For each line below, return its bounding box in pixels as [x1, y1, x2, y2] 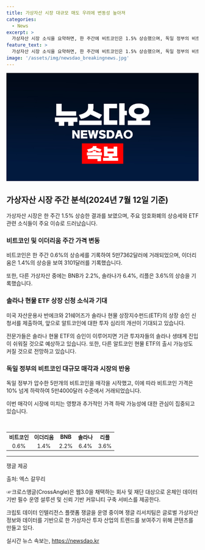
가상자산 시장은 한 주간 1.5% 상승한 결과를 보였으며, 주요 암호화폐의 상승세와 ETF [6, 212, 199, 219]
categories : [6, 16, 37, 23]
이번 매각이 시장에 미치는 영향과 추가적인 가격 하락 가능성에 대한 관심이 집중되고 [6, 400, 195, 407]
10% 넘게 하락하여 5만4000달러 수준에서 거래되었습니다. [6, 387, 142, 394]
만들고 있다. [6, 524, 35, 532]
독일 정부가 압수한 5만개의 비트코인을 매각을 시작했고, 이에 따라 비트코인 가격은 [6, 379, 193, 386]
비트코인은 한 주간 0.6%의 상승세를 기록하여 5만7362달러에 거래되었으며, [6, 251, 181, 259]
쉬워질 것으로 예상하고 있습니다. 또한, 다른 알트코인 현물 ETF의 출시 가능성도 [12, 340, 193, 347]
